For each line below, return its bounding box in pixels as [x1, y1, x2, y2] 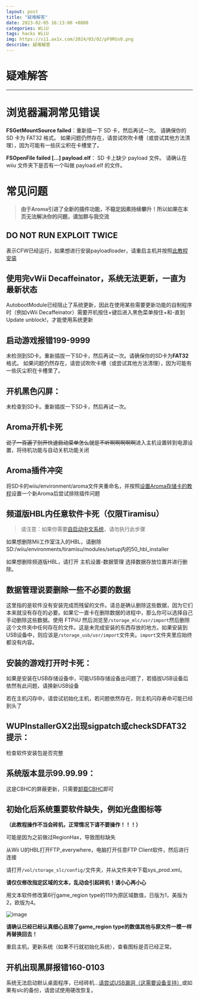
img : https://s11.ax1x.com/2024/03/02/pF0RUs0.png [6, 36, 134, 42]
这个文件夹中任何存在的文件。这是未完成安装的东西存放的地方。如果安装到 [6, 624, 188, 631]
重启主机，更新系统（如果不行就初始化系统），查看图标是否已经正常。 [6, 943, 175, 950]
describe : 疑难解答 [6, 42, 51, 48]
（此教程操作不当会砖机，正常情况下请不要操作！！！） [6, 821, 141, 829]
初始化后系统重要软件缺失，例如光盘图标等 [6, 804, 162, 814]
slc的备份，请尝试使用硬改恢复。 [16, 987, 97, 994]
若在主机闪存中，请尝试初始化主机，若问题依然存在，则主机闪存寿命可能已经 [6, 695, 193, 701]
